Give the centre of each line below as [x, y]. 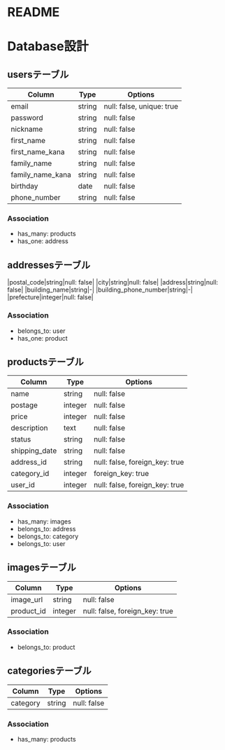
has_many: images [44, 521]
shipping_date [34, 451]
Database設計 [48, 47]
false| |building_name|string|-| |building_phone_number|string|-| [100, 290]
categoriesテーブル [50, 671]
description [29, 428]
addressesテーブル [49, 265]
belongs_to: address [46, 529]
